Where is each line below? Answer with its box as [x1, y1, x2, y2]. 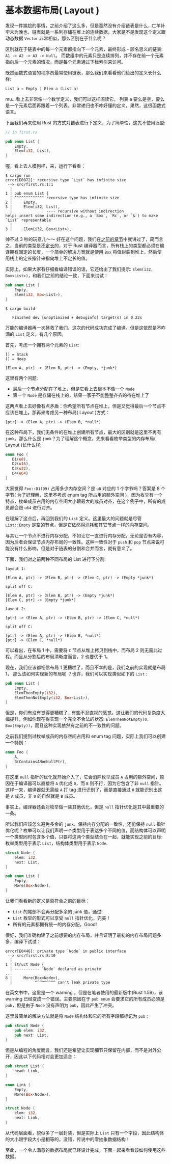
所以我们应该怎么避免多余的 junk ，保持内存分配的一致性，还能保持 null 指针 [5, 821, 166, 827]
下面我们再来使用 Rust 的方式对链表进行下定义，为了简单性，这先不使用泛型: [5, 119, 166, 125]
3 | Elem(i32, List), [5, 204, 60, 209]
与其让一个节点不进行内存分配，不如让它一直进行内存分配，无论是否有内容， [5, 532, 166, 538]
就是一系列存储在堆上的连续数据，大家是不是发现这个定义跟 [40, 29, 166, 35]
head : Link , [14, 1068, 40, 1074]
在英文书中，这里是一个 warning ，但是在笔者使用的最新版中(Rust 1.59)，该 [5, 989, 163, 995]
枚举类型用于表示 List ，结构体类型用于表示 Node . [5, 840, 108, 846]
